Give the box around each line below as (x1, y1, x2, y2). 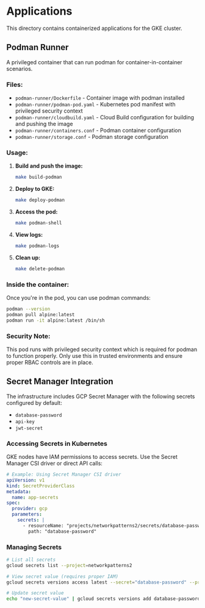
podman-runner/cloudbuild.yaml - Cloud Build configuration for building (15, 114, 194, 121)
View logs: (15, 231, 43, 238)
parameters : (12, 511, 43, 517)
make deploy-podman (15, 197, 65, 203)
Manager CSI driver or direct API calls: (6, 460, 103, 467)
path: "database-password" (28, 528, 97, 535)
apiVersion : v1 (6, 477, 45, 483)
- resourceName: (22, 522, 64, 528)
